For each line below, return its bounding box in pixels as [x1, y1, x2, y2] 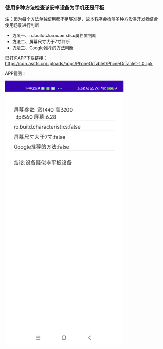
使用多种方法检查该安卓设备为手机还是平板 [5, 4, 105, 11]
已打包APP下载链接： [5, 55, 48, 61]
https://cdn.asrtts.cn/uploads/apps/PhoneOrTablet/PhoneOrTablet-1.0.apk [5, 61, 153, 67]
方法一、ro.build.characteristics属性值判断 [12, 33, 97, 38]
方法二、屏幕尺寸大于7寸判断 [12, 39, 70, 45]
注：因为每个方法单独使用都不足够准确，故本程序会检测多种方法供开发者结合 [5, 16, 158, 22]
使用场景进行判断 [5, 22, 39, 28]
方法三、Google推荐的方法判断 [12, 45, 74, 51]
